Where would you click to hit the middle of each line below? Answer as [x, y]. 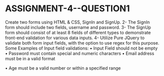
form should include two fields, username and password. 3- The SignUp [78, 27]
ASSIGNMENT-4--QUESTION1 [68, 9]
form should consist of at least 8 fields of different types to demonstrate [78, 32]
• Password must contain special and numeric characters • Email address [80, 53]
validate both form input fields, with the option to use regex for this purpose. [82, 43]
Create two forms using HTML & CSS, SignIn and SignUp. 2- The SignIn [78, 22]
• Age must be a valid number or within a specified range [63, 68]
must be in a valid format [30, 58]
